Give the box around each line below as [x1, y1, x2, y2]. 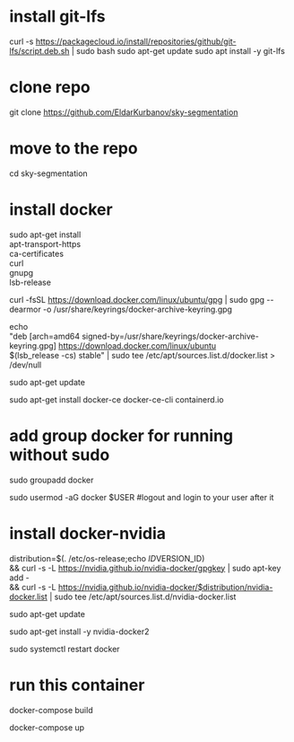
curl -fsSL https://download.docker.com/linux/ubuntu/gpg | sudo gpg [9, 294, 265, 305]
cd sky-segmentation [9, 168, 88, 179]
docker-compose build [9, 704, 93, 715]
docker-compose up [9, 721, 85, 733]
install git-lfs [9, 6, 106, 27]
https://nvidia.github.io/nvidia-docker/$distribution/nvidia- [57, 581, 273, 592]
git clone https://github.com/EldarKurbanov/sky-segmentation [9, 106, 238, 118]
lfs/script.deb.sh [9, 45, 70, 56]
